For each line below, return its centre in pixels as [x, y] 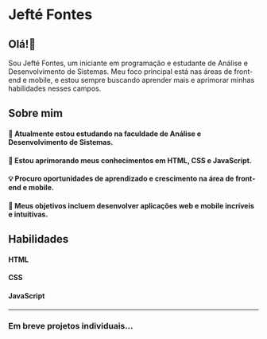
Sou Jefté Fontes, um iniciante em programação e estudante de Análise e [128, 63]
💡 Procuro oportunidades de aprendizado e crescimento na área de [121, 179]
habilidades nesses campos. [55, 88]
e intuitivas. [28, 214]
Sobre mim [36, 113]
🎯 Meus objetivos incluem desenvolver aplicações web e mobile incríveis [131, 205]
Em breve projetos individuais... [71, 326]
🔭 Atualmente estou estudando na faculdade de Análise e [104, 134]
